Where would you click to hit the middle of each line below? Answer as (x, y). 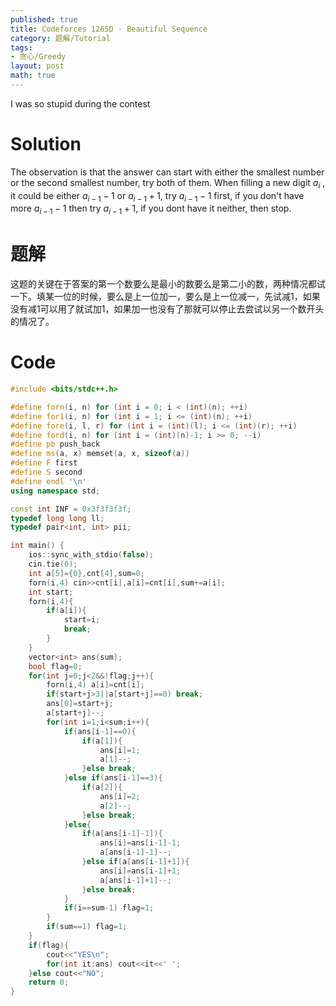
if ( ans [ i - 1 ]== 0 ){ (100, 731)
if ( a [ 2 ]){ (102, 787)
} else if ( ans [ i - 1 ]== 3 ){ (113, 778)
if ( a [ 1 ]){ (102, 741)
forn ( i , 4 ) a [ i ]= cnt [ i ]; (95, 685)
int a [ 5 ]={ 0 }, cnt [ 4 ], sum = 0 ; (86, 573)
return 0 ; (49, 982)
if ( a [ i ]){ (66, 611)
